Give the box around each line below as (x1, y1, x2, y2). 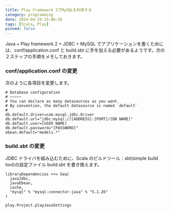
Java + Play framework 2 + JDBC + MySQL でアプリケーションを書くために (5, 41, 164, 47)
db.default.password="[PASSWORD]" (5, 125, 79, 131)
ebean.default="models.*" (5, 130, 60, 135)
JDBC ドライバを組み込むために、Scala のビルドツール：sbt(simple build (5, 155, 158, 161)
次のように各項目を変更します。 (5, 80, 72, 86)
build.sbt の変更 (5, 143, 45, 150)
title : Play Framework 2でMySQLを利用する (5, 7, 92, 13)
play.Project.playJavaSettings (5, 202, 72, 208)
